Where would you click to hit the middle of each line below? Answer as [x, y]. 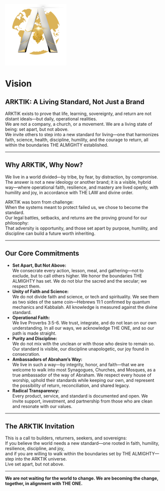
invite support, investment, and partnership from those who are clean [82, 401]
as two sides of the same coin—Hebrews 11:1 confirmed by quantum [81, 302]
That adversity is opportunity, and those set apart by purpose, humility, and [82, 228]
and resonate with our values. [42, 406]
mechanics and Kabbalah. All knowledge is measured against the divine [85, 307]
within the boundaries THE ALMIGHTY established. [57, 145]
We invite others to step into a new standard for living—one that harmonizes [82, 134]
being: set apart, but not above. [37, 129]
